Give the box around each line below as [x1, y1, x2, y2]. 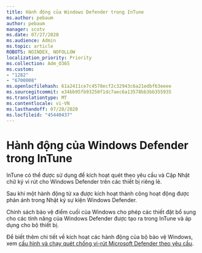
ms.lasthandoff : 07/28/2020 [6, 106, 79, 112]
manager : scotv [6, 26, 45, 33]
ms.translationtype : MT [6, 95, 68, 101]
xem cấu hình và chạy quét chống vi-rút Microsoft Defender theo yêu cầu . [6, 240, 194, 247]
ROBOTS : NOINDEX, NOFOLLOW [6, 49, 76, 55]
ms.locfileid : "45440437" [6, 112, 72, 118]
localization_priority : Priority [6, 55, 92, 61]
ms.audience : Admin [6, 37, 56, 44]
